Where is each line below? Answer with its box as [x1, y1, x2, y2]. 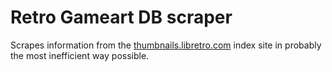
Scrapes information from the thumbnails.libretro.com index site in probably [10, 39, 322, 51]
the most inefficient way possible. [10, 49, 150, 61]
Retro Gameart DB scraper [10, 6, 233, 29]
